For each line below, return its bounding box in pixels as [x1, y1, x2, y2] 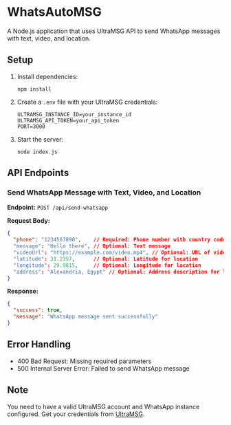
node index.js [16, 149, 58, 155]
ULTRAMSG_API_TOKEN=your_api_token [16, 117, 120, 124]
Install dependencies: [16, 72, 78, 80]
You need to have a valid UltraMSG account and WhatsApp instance [7, 402, 200, 411]
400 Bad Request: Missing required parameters [16, 357, 152, 365]
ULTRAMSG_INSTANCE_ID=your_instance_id [16, 111, 132, 118]
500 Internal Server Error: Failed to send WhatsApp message [16, 364, 190, 372]
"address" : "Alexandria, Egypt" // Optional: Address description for [13, 268, 220, 275]
